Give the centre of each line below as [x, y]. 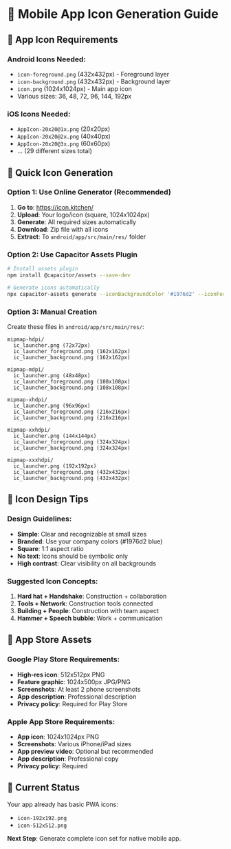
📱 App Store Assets [49, 640]
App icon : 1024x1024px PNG [58, 737]
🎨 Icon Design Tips [48, 499]
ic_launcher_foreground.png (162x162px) [72, 351]
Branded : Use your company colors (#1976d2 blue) [90, 541]
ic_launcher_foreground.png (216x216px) [72, 412]
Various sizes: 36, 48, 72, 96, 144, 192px [74, 96]
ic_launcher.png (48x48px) [52, 375]
